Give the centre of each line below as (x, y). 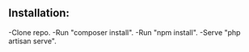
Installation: (39, 13)
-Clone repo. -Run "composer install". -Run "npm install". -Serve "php (124, 32)
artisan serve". (32, 41)
